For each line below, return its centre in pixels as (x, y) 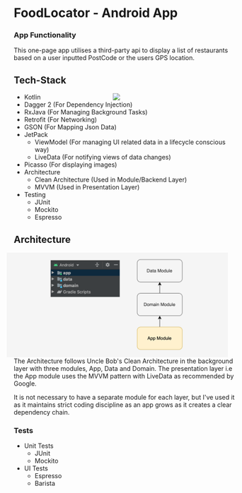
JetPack (36, 135)
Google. (25, 384)
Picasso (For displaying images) (70, 165)
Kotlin (32, 97)
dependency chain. (42, 412)
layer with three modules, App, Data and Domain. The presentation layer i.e (123, 368)
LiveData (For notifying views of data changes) (103, 158)
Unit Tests (39, 446)
